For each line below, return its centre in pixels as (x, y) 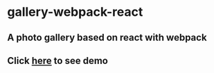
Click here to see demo (58, 60)
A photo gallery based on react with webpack (107, 38)
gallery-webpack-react (75, 12)
